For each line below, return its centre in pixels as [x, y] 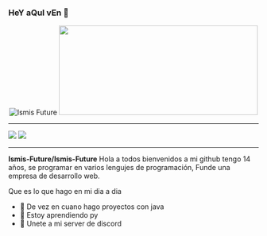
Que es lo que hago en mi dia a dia [65, 192]
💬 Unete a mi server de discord [70, 224]
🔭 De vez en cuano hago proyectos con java [92, 207]
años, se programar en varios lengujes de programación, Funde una [119, 168]
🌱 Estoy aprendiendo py [59, 215]
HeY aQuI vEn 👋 [39, 13]
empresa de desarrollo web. [54, 176]
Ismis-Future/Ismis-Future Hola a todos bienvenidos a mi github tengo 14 [130, 159]
